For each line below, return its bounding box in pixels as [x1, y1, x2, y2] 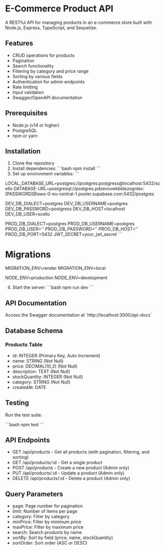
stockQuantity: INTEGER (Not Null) [12, 374, 83, 380]
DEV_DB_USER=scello [5, 211, 50, 217]
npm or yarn [12, 133, 38, 139]
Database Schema [5, 326, 63, 335]
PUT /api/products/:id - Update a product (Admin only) [12, 470, 125, 476]
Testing [5, 398, 29, 407]
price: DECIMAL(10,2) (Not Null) [12, 363, 78, 369]
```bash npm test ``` [5, 421, 44, 427]
